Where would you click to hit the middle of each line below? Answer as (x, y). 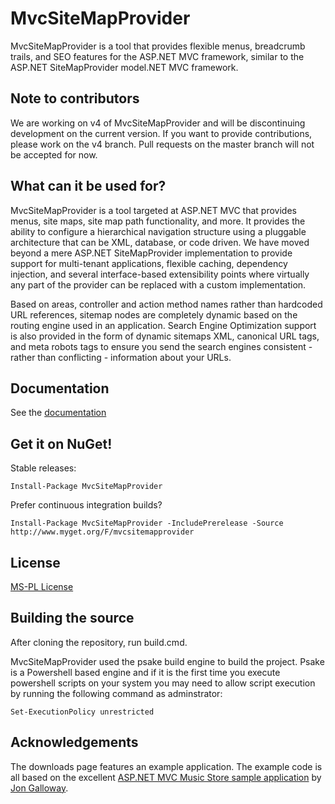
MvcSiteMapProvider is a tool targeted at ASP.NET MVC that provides (153, 210)
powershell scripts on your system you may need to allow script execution (163, 683)
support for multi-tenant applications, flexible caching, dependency (149, 263)
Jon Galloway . (39, 788)
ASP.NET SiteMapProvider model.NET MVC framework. (124, 67)
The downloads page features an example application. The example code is (166, 766)
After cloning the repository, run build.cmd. (99, 642)
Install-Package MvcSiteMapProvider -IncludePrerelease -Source (147, 523)
